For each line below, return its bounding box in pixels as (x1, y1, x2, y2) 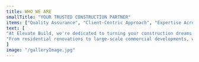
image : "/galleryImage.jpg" (6, 47, 76, 53)
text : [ (6, 25, 25, 31)
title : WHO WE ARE (6, 8, 52, 15)
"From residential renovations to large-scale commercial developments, (6, 36, 190, 42)
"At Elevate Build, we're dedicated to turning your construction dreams (6, 31, 192, 37)
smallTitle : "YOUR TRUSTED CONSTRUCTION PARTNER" (6, 14, 131, 20)
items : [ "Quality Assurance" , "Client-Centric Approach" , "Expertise (6, 19, 182, 25)
